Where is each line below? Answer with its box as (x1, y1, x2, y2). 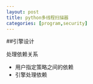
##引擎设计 (6, 38, 34, 45)
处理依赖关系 (6, 51, 38, 58)
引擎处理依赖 (14, 71, 47, 79)
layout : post (6, 9, 39, 15)
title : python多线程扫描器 (6, 15, 69, 21)
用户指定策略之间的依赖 (14, 63, 74, 71)
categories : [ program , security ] (6, 20, 88, 26)
